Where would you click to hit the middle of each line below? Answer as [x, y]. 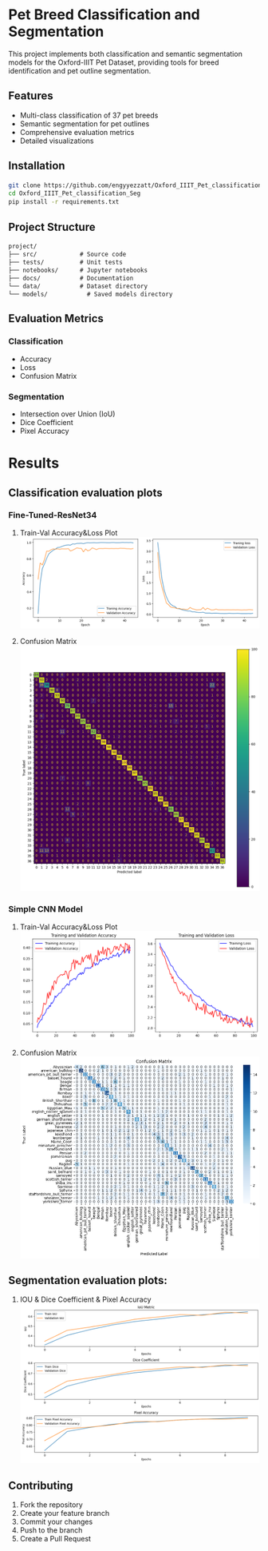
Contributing [41, 1485]
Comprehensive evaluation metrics [77, 132]
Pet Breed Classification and [104, 15]
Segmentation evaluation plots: [88, 1281]
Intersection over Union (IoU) [67, 414]
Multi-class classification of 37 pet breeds [89, 115]
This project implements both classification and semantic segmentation [126, 54]
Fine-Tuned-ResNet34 [53, 515]
